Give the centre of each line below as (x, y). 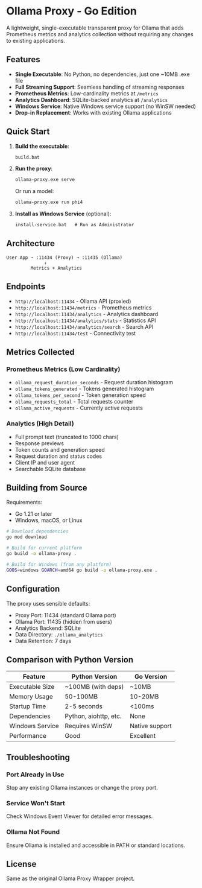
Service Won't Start (36, 803)
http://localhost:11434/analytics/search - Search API (84, 326)
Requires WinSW (89, 726)
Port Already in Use (35, 775)
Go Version (151, 677)
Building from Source (47, 488)
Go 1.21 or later (33, 514)
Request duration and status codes (58, 456)
